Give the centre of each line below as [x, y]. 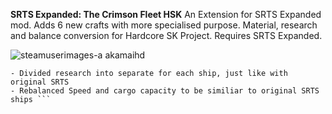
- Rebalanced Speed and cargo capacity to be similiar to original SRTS [165, 91]
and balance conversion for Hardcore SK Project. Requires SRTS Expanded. [166, 35]
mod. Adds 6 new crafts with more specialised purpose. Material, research [164, 25]
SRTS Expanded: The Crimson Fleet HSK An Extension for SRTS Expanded [166, 14]
